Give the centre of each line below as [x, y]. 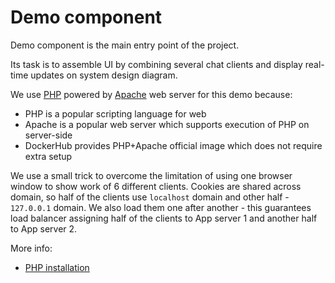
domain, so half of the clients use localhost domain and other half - [150, 197]
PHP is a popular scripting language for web [115, 113]
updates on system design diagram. [104, 75]
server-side [48, 135]
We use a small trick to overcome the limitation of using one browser [151, 175]
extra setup [48, 156]
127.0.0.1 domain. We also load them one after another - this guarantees [161, 207]
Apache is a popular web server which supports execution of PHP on [167, 124]
